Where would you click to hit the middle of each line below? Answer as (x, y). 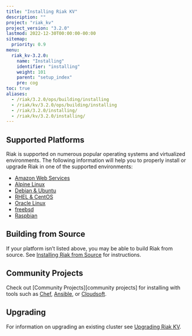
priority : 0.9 (29, 45)
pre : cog (27, 83)
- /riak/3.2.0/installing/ (44, 110)
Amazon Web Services (42, 178)
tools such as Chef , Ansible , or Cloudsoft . (57, 293)
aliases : (17, 94)
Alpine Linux (30, 184)
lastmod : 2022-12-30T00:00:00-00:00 (51, 34)
